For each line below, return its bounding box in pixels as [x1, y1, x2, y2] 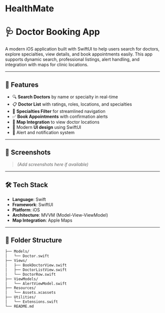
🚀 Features [5, 81, 39, 89]
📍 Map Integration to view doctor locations [12, 119, 100, 125]
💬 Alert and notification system [12, 129, 75, 135]
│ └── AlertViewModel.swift [5, 281, 67, 286]
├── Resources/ [5, 285, 36, 290]
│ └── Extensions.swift [5, 299, 58, 304]
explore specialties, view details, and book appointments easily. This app [5, 51, 153, 57]
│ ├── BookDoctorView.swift [5, 263, 67, 268]
